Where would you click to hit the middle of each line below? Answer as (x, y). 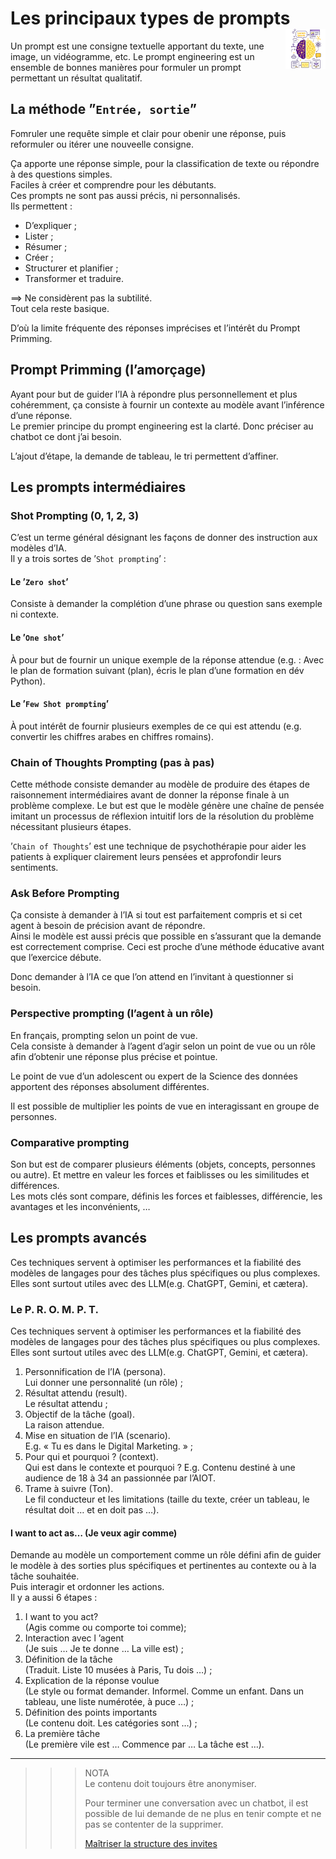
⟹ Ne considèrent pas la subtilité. (81, 298)
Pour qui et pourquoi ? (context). (91, 1457)
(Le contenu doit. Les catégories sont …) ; (111, 1723)
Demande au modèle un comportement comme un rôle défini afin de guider (166, 1555)
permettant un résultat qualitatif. (76, 78)
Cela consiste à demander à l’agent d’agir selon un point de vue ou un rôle (163, 1046)
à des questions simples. (61, 174)
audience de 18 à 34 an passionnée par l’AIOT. (120, 1478)
